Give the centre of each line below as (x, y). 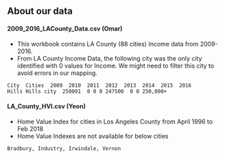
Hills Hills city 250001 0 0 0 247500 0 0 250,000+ (87, 91)
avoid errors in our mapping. (57, 73)
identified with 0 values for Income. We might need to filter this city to (116, 66)
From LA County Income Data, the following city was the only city (109, 58)
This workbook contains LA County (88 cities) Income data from (108, 44)
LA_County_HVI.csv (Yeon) (46, 106)
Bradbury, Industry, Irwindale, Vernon (64, 148)
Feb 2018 (30, 128)
